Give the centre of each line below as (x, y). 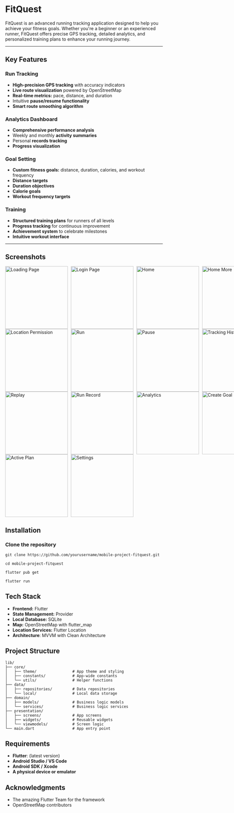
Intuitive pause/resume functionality (51, 101)
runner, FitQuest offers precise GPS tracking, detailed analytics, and (75, 34)
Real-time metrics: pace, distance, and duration (62, 95)
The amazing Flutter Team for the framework (58, 800)
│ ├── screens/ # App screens (53, 715)
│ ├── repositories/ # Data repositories (60, 689)
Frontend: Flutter (30, 608)
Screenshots (25, 257)
